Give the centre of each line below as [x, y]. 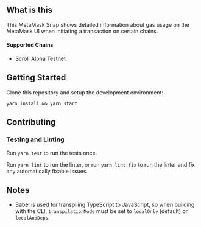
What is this [30, 10]
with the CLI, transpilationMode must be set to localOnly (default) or [101, 211]
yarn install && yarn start [42, 103]
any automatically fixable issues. [47, 171]
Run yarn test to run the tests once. [52, 153]
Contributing [31, 122]
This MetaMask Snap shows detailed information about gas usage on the [98, 24]
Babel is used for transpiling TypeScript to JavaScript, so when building [105, 205]
